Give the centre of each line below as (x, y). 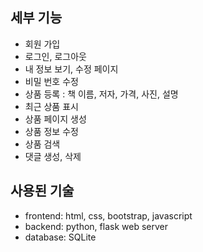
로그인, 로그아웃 (55, 56)
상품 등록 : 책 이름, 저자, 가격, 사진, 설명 (101, 94)
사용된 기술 (42, 191)
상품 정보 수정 (51, 131)
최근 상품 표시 (51, 106)
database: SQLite (60, 237)
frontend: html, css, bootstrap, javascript (108, 215)
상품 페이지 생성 (55, 119)
